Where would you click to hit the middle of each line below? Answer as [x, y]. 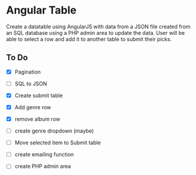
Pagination [28, 72]
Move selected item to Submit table [58, 143]
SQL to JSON [31, 84]
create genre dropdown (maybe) [54, 131]
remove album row [37, 119]
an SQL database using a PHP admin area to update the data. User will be [95, 32]
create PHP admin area [43, 166]
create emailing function [44, 154]
